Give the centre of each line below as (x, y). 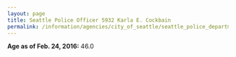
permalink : (23, 26)
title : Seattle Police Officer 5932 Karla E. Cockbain (89, 20)
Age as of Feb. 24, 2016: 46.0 (51, 47)
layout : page (26, 14)
